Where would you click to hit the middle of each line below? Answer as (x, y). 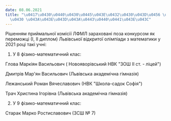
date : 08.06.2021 (24, 10)
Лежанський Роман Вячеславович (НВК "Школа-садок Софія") (74, 84)
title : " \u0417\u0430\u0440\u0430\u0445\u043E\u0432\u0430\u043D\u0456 (83, 15)
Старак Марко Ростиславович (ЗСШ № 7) (50, 113)
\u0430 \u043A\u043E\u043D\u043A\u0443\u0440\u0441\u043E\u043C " (81, 19)
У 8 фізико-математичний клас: (47, 54)
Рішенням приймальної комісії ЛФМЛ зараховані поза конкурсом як (80, 34)
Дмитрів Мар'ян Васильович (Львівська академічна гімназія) (72, 74)
